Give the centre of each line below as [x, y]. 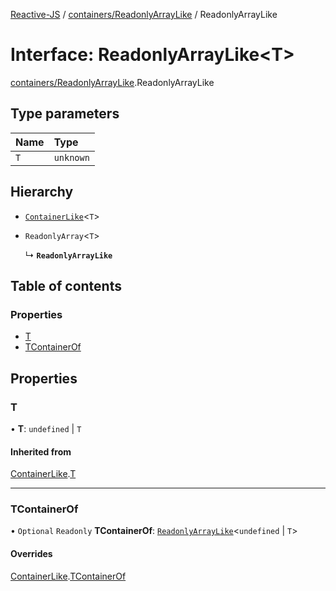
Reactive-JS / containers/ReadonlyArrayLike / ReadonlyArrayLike [144, 14]
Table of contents [66, 285]
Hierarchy [42, 192]
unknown [71, 157]
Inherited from [41, 451]
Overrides [31, 554]
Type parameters [65, 114]
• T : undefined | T [46, 428]
